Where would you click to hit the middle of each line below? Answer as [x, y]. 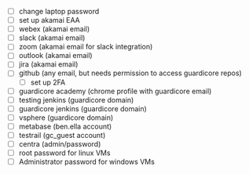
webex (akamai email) [54, 29]
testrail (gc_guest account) [62, 135]
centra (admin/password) [60, 143]
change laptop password [59, 11]
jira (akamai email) [48, 64]
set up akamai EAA [49, 20]
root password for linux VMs [64, 153]
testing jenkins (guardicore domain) [76, 100]
